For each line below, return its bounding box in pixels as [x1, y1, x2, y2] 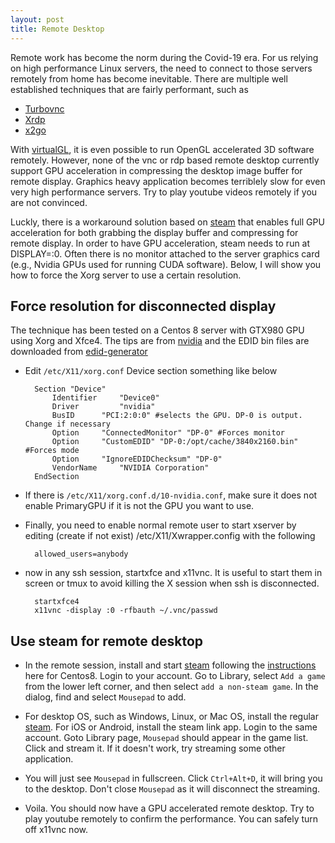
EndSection [34, 472, 80, 482]
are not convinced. [10, 196, 88, 208]
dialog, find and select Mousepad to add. [24, 691, 187, 703]
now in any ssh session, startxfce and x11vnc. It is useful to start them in [24, 567, 323, 579]
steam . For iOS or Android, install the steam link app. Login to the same [24, 721, 318, 733]
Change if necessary [24, 419, 111, 430]
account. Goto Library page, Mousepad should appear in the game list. [24, 732, 309, 744]
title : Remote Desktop [10, 24, 105, 34]
